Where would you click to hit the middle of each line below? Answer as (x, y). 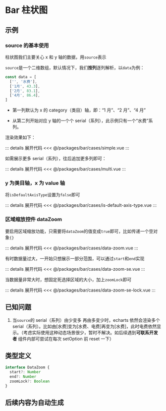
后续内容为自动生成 (34, 403)
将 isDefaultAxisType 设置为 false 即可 (43, 195)
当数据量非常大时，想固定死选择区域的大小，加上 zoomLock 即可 (68, 279)
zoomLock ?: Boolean (30, 381)
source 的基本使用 (27, 45)
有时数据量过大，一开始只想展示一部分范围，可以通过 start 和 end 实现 (75, 258)
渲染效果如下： (20, 137)
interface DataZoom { (28, 367)
